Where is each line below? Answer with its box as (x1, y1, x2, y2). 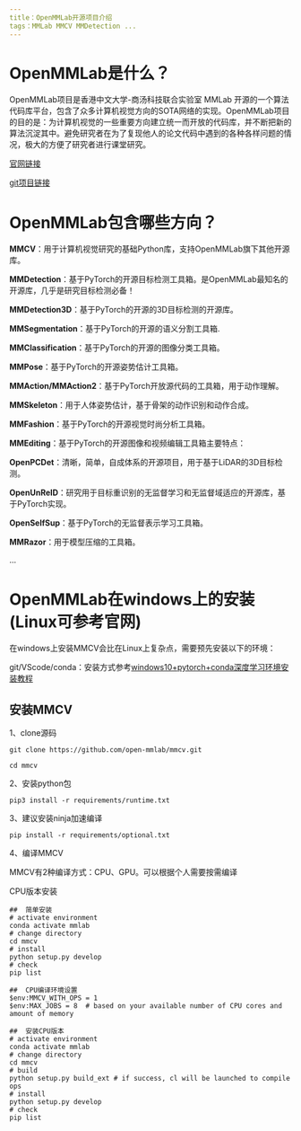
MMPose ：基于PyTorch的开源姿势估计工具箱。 (9, 361, 184, 373)
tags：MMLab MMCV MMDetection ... (9, 22, 137, 31)
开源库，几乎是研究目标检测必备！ (9, 285, 135, 296)
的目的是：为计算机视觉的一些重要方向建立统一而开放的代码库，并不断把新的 (9, 117, 292, 128)
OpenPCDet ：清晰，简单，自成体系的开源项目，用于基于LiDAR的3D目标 (9, 457, 276, 468)
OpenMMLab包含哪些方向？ (9, 212, 218, 233)
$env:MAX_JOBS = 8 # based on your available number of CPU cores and (9, 1002, 282, 1011)
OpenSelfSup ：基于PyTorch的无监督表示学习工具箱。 (9, 517, 209, 528)
